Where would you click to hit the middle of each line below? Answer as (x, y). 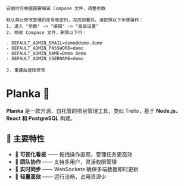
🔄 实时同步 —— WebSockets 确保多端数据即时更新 (77, 169)
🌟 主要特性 (25, 139)
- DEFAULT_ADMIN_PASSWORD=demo (45, 48)
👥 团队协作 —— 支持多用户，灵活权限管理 (66, 162)
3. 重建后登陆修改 (26, 70)
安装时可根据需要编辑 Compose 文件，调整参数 (56, 8)
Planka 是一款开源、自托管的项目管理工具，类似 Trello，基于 (80, 111)
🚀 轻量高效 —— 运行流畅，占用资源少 (60, 176)
